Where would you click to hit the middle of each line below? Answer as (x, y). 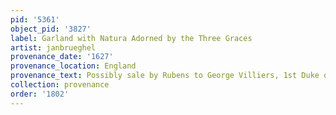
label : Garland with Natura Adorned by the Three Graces (131, 38)
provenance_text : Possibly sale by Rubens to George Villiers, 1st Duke (165, 76)
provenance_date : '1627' (62, 57)
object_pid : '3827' (51, 29)
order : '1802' (40, 94)
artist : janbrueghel (53, 47)
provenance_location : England (73, 66)
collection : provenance (60, 85)
